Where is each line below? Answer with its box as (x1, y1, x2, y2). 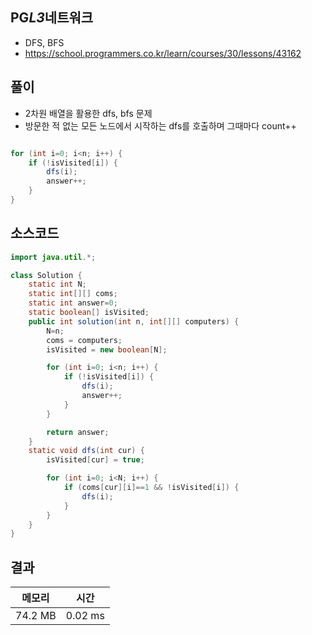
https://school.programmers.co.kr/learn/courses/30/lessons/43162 (24, 47, 302, 59)
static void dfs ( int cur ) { (28, 446, 145, 456)
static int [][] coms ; (28, 289, 118, 299)
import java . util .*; (10, 252, 97, 262)
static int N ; (28, 279, 87, 290)
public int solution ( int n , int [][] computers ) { (28, 316, 240, 327)
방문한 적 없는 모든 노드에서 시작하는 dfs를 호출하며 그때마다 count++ (24, 119, 297, 132)
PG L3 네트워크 (10, 9, 94, 27)
